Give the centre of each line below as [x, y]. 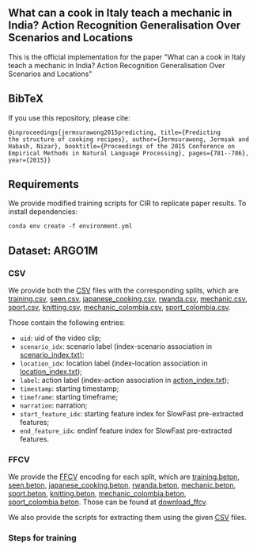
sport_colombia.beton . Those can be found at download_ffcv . [108, 502]
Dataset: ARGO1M [53, 250]
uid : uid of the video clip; [60, 338]
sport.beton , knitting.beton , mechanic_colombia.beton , [97, 494]
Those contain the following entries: [67, 323]
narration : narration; [53, 406]
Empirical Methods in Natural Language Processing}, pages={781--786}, [128, 153]
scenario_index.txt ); [52, 355]
